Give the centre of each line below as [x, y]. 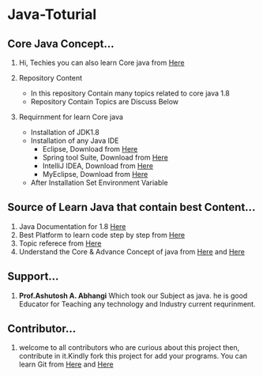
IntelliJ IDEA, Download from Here [98, 166]
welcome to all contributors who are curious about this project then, [129, 348]
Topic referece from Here [60, 243]
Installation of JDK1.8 [65, 132]
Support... [33, 277]
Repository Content [50, 78]
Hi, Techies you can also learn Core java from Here [101, 62]
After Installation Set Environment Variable [99, 182]
